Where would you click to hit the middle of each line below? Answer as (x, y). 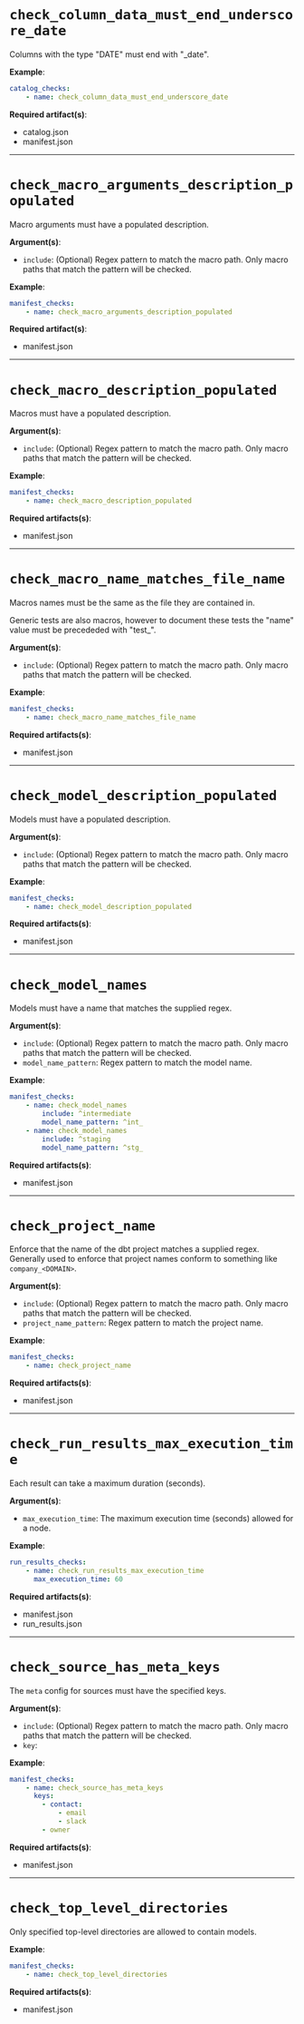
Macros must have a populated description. (90, 414)
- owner (56, 1830)
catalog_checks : (40, 88)
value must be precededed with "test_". (83, 630)
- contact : (62, 1804)
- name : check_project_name (78, 1366)
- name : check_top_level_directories (97, 1974)
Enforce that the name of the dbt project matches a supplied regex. (134, 1249)
